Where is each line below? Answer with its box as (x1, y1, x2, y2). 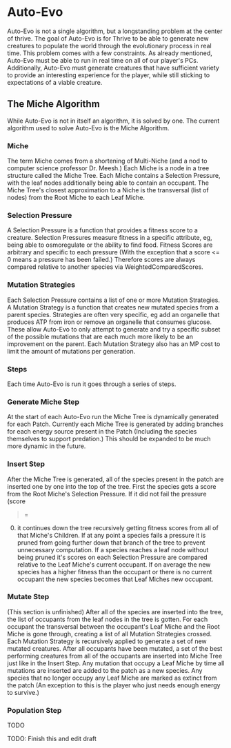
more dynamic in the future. (7, 442, 86, 450)
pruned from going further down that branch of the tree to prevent (17, 538, 205, 547)
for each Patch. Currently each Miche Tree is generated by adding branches (7, 420, 224, 428)
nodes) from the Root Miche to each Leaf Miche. (7, 194, 145, 202)
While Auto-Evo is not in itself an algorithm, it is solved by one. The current (7, 117, 220, 125)
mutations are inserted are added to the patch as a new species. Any (7, 666, 203, 674)
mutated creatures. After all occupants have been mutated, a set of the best (7, 644, 223, 652)
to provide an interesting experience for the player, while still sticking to (7, 70, 210, 79)
